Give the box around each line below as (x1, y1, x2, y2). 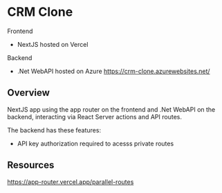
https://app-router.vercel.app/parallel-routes (7, 177, 134, 186)
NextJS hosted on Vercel (17, 40, 89, 48)
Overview (7, 87, 50, 99)
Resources (7, 159, 55, 171)
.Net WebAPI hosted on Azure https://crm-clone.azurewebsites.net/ (17, 67, 210, 75)
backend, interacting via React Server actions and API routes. (7, 112, 182, 121)
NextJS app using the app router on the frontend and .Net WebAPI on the (7, 105, 216, 114)
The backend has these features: (7, 125, 102, 134)
